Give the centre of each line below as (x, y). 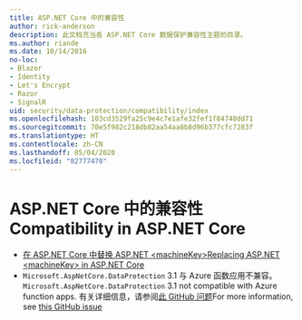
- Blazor (26, 69)
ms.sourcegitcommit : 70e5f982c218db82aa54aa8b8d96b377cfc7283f (132, 128)
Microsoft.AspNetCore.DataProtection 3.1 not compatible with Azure (150, 286)
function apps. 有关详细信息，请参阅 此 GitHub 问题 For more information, (158, 296)
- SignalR (28, 102)
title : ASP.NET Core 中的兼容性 (67, 18)
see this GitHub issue (62, 307)
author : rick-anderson (52, 26)
